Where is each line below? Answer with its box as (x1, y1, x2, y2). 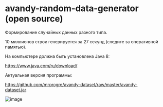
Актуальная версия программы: (5, 72, 72, 78)
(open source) (5, 13, 63, 24)
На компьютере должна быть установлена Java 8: (5, 53, 110, 59)
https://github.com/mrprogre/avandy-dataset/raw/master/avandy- (5, 81, 138, 88)
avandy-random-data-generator (5, 3, 139, 14)
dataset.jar (5, 87, 27, 92)
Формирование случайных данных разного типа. (5, 29, 108, 35)
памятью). (5, 44, 27, 50)
